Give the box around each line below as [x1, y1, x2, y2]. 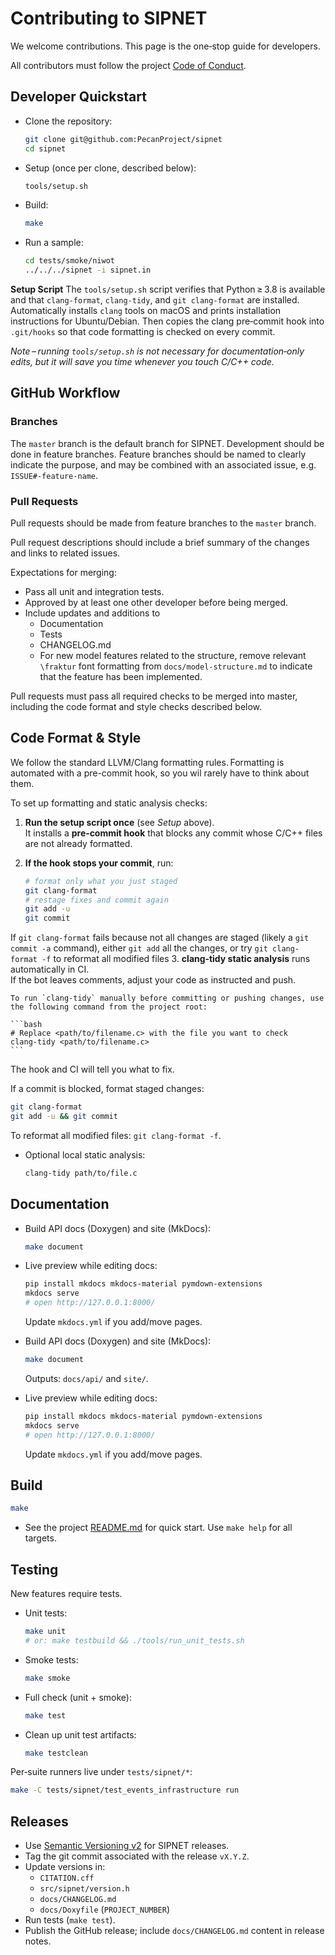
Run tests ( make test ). [24, 1914, 116, 1926]
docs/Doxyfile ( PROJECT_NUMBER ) [39, 1903, 171, 1916]
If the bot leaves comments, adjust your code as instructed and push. [10, 974, 297, 986]
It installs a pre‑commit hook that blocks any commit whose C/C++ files [24, 827, 323, 839]
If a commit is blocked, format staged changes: [10, 1083, 205, 1095]
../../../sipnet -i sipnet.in [24, 265, 152, 276]
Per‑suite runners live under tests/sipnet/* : [10, 1766, 193, 1778]
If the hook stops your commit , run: [24, 857, 174, 869]
